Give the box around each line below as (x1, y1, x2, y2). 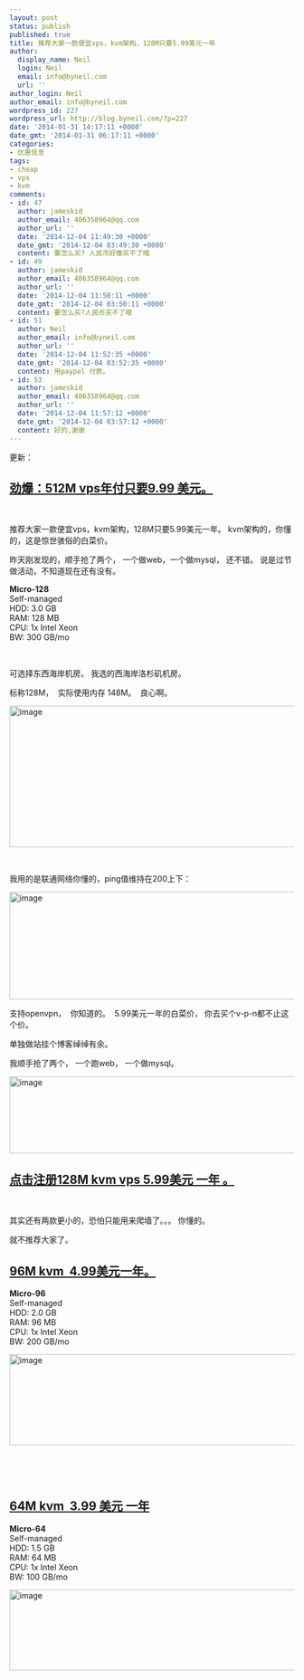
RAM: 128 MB (9, 613, 60, 624)
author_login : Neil (9, 89, 83, 98)
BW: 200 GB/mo (9, 1336, 70, 1347)
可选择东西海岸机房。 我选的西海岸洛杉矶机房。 (9, 668, 186, 679)
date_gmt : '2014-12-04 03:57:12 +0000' (17, 417, 168, 426)
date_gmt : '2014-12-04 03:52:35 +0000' (17, 358, 168, 367)
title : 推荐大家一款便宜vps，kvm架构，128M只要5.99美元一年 (9, 38, 216, 48)
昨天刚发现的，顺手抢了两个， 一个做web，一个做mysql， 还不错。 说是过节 (9, 554, 292, 566)
